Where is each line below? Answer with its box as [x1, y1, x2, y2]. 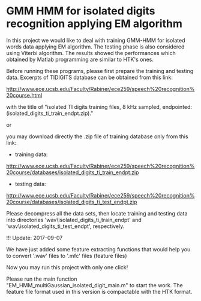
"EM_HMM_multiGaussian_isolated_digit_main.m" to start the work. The [6, 281, 183, 288]
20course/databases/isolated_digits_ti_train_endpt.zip [6, 169, 139, 176]
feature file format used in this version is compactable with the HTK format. [6, 288, 193, 295]
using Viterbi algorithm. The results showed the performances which [6, 49, 176, 56]
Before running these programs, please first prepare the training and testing [6, 67, 194, 74]
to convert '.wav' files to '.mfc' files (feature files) [6, 252, 127, 259]
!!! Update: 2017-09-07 [6, 234, 63, 241]
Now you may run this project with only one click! [6, 263, 128, 270]
